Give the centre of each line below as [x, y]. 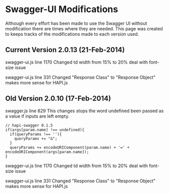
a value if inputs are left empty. [37, 116]
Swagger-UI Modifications [62, 9]
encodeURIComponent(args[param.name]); [47, 152]
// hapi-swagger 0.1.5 [29, 125]
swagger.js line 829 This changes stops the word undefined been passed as [84, 111]
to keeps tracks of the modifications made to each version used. [72, 34]
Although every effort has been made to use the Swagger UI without [76, 23]
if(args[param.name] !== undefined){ [45, 130]
